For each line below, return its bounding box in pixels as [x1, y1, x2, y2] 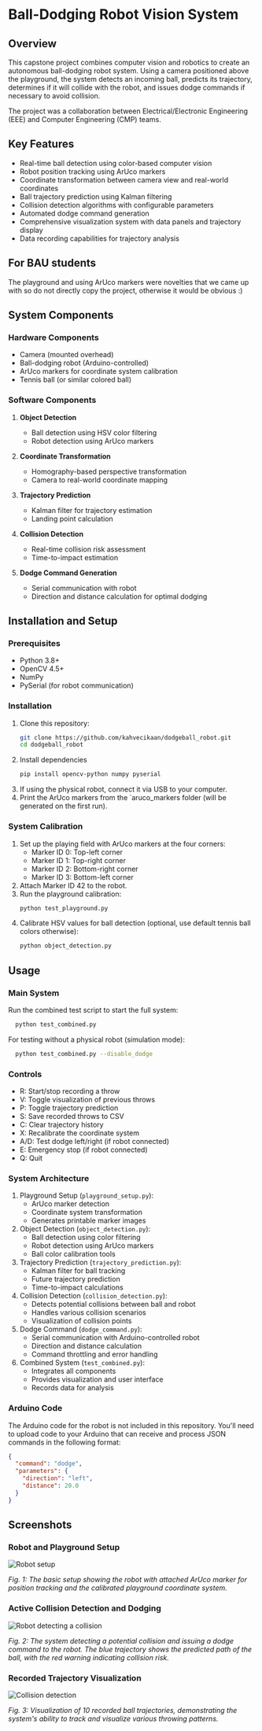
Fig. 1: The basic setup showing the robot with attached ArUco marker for [8, 1575, 248, 1585]
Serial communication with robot [31, 583, 137, 592]
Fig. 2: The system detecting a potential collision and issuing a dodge [8, 1636, 234, 1645]
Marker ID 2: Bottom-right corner [31, 864, 139, 873]
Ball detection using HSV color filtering [31, 427, 157, 437]
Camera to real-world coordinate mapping [31, 474, 168, 485]
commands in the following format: [8, 1438, 121, 1447]
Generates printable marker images [31, 1216, 146, 1225]
